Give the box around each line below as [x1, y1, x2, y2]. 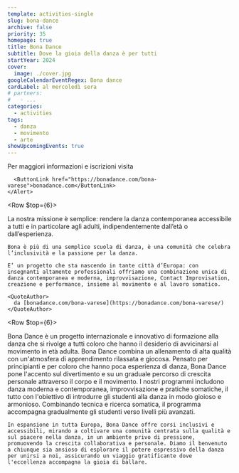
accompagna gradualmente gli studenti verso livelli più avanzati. [7, 408, 196, 416]
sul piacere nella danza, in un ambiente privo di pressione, [7, 434, 196, 441]
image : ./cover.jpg [14, 70, 72, 77]
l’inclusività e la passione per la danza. [7, 250, 139, 257]
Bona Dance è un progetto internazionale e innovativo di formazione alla [7, 332, 219, 341]
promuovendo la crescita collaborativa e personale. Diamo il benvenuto [7, 440, 228, 447]
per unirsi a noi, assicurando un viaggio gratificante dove [7, 452, 193, 459]
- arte [14, 136, 33, 143]
